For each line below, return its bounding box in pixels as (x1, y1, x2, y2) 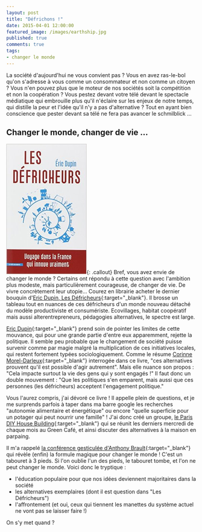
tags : (6, 48, 20, 54)
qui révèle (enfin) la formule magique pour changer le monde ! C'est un (6, 451, 183, 458)
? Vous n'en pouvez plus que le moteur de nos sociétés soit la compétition (6, 84, 191, 92)
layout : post (6, 10, 39, 16)
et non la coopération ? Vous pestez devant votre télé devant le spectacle (6, 90, 189, 98)
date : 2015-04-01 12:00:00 (6, 22, 74, 28)
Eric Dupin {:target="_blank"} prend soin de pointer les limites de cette (6, 325, 180, 332)
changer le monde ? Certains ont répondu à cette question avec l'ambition (6, 275, 191, 282)
